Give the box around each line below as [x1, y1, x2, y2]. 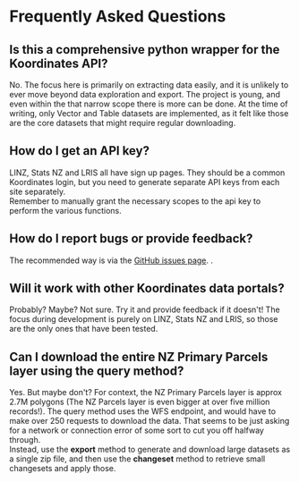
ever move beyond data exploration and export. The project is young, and [9, 89, 280, 99]
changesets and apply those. [9, 463, 116, 474]
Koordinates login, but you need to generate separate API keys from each [9, 176, 280, 187]
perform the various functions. [9, 205, 123, 216]
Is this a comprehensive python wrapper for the [9, 42, 280, 57]
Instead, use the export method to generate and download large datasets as [9, 444, 291, 455]
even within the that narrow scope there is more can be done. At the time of [9, 98, 288, 109]
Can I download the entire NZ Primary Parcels [9, 349, 269, 364]
